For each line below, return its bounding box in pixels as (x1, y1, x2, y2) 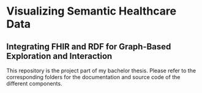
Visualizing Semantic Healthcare (6, 4, 176, 18)
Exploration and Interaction (6, 50, 113, 61)
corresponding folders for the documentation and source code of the (6, 74, 181, 80)
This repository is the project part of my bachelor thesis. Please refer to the (6, 67, 196, 74)
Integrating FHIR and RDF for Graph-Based (6, 41, 171, 52)
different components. (6, 80, 62, 87)
